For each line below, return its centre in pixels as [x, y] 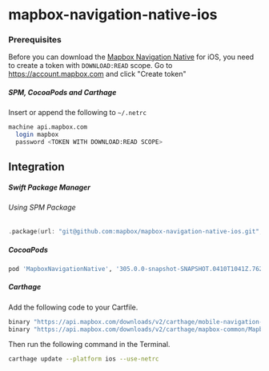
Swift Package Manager [49, 187]
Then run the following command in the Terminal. [89, 345]
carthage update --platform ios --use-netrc [84, 359]
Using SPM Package [42, 207]
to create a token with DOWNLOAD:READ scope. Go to [90, 66]
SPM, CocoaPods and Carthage [62, 93]
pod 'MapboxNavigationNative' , [60, 269]
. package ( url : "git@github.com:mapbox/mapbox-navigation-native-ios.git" [134, 232]
